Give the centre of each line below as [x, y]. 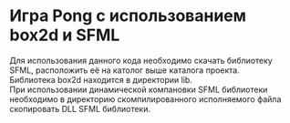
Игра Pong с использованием [128, 16]
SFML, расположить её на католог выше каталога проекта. [124, 70]
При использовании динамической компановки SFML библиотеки [139, 89]
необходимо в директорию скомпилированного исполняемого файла [145, 99]
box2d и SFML [65, 35]
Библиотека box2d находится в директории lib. [101, 79]
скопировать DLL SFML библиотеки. [80, 108]
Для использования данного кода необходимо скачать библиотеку [141, 60]
